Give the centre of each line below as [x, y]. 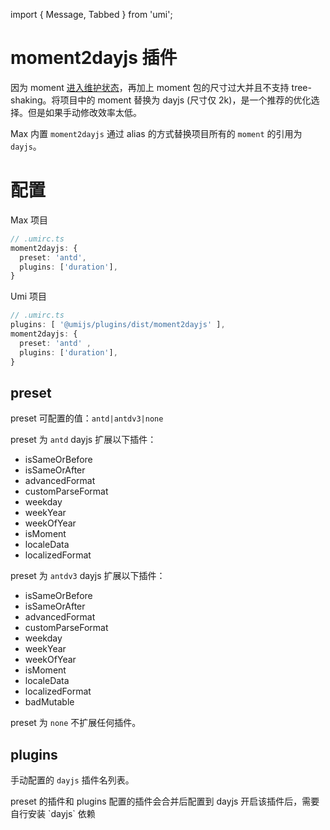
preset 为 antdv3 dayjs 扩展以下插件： [88, 576]
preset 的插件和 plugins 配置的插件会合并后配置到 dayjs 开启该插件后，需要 [165, 801]
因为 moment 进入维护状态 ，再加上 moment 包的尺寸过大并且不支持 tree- [161, 87]
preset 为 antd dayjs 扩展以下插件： [83, 440]
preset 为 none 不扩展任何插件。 [76, 723]
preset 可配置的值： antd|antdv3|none [87, 418]
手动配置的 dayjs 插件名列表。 [72, 780]
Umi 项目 [29, 296]
